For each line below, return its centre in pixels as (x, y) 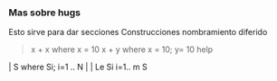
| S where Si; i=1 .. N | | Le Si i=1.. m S (78, 67)
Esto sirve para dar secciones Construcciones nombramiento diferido (138, 32)
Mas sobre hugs (45, 13)
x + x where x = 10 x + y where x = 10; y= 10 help (122, 49)
